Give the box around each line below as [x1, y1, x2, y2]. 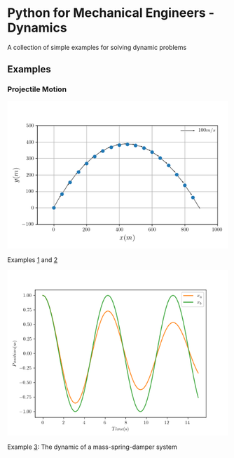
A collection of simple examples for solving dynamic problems [7, 43, 187, 51]
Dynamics [7, 20, 68, 36]
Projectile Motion [7, 84, 67, 94]
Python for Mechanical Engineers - [7, 5, 215, 21]
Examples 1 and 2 [7, 255, 58, 264]
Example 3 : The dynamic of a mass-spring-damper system [7, 443, 177, 451]
